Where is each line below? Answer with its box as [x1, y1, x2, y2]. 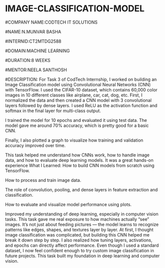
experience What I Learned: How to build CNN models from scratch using [5, 162, 155, 168]
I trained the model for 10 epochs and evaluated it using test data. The [5, 117, 147, 123]
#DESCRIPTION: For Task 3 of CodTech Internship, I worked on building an [5, 76, 157, 82]
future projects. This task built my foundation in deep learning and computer [5, 253, 160, 259]
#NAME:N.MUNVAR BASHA [5, 29, 62, 34]
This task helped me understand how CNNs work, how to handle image [5, 152, 150, 158]
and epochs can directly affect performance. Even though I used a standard [5, 242, 159, 248]
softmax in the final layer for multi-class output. [5, 108, 101, 114]
